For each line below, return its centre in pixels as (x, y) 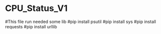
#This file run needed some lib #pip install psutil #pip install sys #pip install (81, 22)
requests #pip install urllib (31, 26)
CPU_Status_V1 (36, 8)
